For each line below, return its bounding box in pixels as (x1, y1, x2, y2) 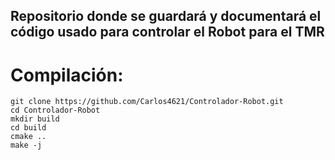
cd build (10, 123, 47, 133)
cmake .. (10, 132, 47, 142)
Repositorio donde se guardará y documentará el (10, 8, 322, 25)
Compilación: (10, 64, 124, 86)
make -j (10, 140, 43, 151)
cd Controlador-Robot (10, 105, 101, 116)
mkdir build (10, 114, 60, 124)
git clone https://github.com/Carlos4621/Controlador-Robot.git (10, 97, 284, 107)
